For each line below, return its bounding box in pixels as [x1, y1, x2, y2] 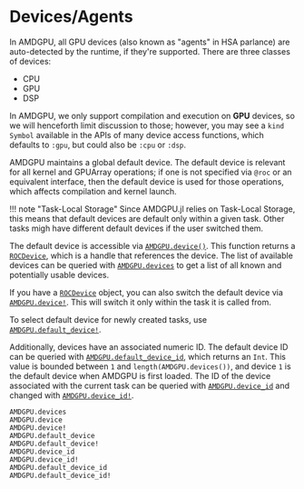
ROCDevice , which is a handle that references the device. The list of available [9, 250, 293, 261]
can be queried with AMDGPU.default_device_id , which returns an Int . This [9, 351, 286, 362]
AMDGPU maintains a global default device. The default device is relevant [9, 156, 286, 167]
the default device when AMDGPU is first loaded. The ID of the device [9, 370, 271, 381]
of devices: [9, 55, 52, 66]
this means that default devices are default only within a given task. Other [9, 213, 285, 224]
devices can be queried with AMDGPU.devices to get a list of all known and [9, 259, 282, 270]
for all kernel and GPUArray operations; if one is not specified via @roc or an [9, 166, 292, 177]
